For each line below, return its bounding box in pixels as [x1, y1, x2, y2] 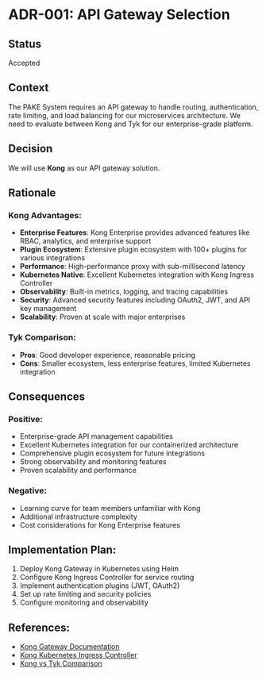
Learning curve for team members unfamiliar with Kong [19, 503, 201, 513]
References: [8, 620, 70, 634]
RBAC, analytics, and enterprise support [19, 236, 152, 246]
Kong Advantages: [8, 209, 82, 221]
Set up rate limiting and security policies [19, 590, 152, 599]
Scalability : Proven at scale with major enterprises [19, 312, 186, 322]
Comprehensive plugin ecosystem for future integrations [19, 448, 205, 458]
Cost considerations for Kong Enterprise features [19, 520, 181, 529]
